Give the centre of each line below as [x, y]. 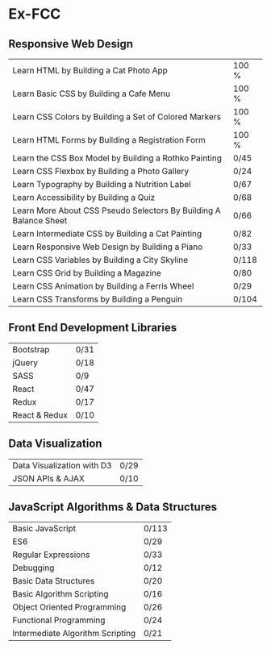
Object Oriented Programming [69, 607]
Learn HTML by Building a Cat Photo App [90, 71]
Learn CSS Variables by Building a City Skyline [100, 260]
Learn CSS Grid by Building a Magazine [87, 273]
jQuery [25, 362]
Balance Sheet [40, 220]
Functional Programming [59, 620]
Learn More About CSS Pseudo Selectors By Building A [117, 210]
